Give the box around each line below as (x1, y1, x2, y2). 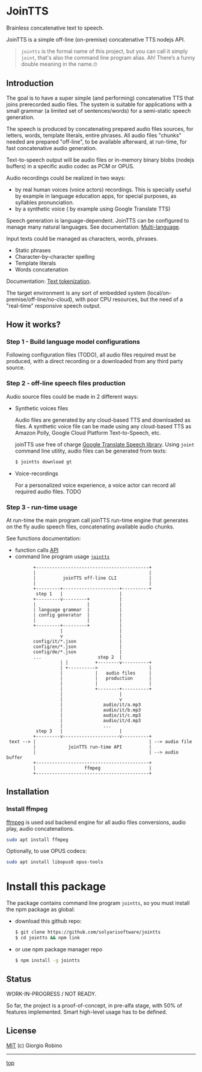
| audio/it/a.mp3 (60, 702, 141, 708)
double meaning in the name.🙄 (20, 60, 98, 68)
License (6, 1026, 37, 1036)
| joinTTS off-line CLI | (32, 575, 152, 581)
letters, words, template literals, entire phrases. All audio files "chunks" (6, 132, 182, 139)
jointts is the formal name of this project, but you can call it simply (20, 47, 188, 55)
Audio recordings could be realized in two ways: (6, 174, 126, 182)
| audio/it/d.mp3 (60, 717, 141, 723)
